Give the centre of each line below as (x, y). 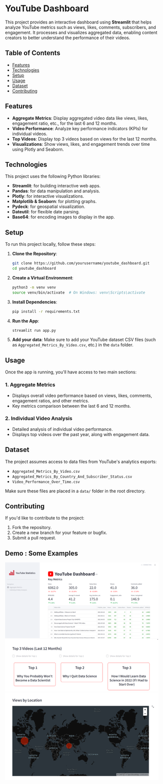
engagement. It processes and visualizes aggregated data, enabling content (81, 32)
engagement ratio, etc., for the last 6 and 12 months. (64, 123)
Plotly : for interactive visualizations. (48, 196)
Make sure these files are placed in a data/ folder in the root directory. (75, 491)
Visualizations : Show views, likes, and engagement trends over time (81, 144)
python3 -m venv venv (34, 287)
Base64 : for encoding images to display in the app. (63, 217)
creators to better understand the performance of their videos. (68, 38)
